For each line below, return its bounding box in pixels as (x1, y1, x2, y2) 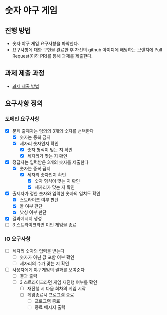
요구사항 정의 (5, 99, 43, 108)
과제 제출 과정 (5, 69, 45, 78)
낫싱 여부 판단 (19, 209, 47, 215)
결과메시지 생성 (12, 216, 42, 222)
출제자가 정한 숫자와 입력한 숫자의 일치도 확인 (12, 191, 101, 197)
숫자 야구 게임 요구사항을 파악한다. (12, 41, 79, 46)
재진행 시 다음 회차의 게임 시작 (27, 286, 86, 292)
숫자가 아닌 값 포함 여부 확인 (19, 254, 75, 260)
